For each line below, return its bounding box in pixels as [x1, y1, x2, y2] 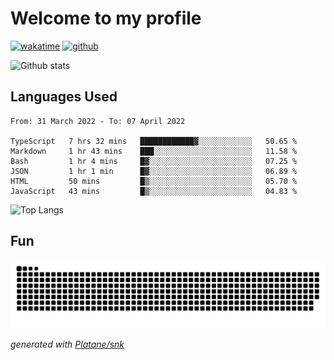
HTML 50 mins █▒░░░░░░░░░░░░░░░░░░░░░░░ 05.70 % [10, 176, 298, 186]
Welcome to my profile [10, 7, 202, 30]
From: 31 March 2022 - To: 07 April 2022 [10, 116, 186, 126]
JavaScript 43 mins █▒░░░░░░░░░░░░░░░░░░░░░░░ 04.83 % [10, 186, 298, 196]
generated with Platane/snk [10, 338, 125, 351]
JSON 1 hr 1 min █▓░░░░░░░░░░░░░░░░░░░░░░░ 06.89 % [10, 166, 298, 176]
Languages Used [10, 88, 118, 106]
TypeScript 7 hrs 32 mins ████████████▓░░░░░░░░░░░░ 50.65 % [10, 136, 298, 146]
